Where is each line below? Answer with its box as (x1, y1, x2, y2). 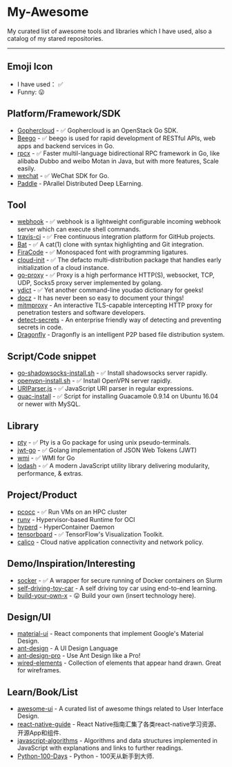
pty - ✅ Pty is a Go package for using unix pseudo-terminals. (17, 438, 191, 446)
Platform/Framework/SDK (7, 108, 121, 119)
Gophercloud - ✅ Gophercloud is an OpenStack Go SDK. (17, 126, 178, 135)
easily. (17, 164, 36, 173)
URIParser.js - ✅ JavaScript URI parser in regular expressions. (17, 385, 194, 393)
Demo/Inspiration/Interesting (7, 558, 136, 570)
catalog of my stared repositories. (7, 34, 104, 42)
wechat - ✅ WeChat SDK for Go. (17, 171, 109, 179)
